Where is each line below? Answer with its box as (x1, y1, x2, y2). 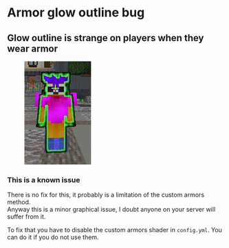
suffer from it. (7, 212, 46, 221)
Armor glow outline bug (7, 5, 145, 21)
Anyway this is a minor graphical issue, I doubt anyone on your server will (7, 206, 216, 214)
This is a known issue (7, 175, 80, 184)
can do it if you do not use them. (7, 233, 99, 241)
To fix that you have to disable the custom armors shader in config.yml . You (7, 226, 222, 234)
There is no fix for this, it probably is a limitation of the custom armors (7, 190, 205, 199)
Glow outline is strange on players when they (7, 32, 204, 44)
